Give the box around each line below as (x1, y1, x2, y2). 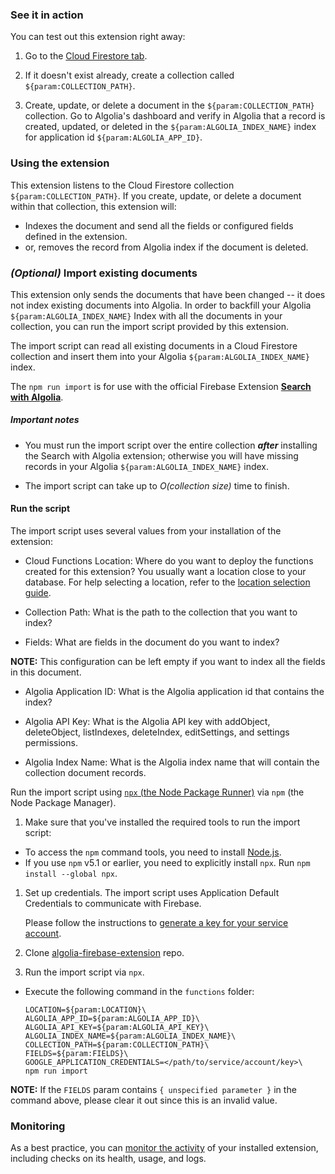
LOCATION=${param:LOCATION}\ (24, 1005, 147, 1015)
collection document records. (24, 767, 147, 779)
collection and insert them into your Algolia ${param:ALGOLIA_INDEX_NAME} (10, 350, 310, 362)
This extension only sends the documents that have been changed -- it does (10, 288, 326, 300)
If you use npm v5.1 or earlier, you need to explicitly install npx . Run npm (24, 857, 311, 869)
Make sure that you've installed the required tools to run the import (24, 816, 301, 828)
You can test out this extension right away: (10, 31, 186, 43)
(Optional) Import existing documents (10, 266, 198, 280)
